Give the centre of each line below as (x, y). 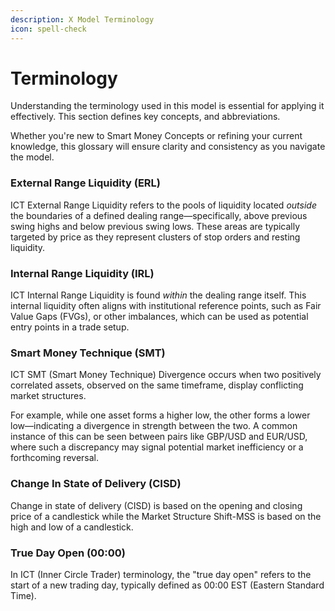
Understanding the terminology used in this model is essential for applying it (167, 106)
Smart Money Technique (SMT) (88, 353)
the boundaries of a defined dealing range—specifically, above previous (159, 215)
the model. (32, 157)
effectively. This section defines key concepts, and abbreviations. (145, 117)
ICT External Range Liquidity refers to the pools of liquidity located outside (163, 205)
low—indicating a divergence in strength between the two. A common (154, 426)
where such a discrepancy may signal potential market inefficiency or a (157, 447)
